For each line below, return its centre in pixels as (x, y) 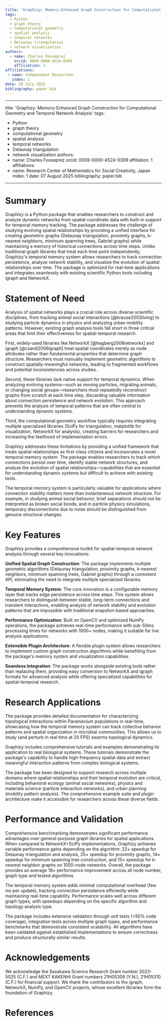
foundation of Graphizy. (29, 993)
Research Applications (53, 702)
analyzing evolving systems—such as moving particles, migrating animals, (81, 385)
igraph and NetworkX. (28, 278)
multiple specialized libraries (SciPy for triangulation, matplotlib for (73, 426)
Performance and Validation (64, 819)
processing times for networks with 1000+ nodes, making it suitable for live (82, 631)
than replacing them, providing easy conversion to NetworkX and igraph (79, 671)
